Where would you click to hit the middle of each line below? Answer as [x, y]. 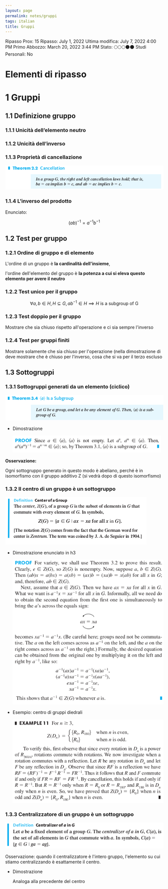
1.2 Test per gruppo [36, 238]
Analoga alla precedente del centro [49, 881]
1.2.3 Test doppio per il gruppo [43, 316]
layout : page [19, 11]
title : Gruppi [20, 27]
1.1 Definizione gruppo [41, 116]
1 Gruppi [23, 97]
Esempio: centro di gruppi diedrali [47, 712]
